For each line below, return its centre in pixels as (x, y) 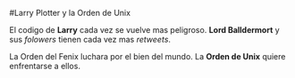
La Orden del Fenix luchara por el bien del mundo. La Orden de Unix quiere (147, 56)
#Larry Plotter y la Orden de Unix (70, 13)
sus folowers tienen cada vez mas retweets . (90, 39)
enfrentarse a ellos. (45, 66)
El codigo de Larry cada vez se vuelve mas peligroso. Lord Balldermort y (144, 30)
